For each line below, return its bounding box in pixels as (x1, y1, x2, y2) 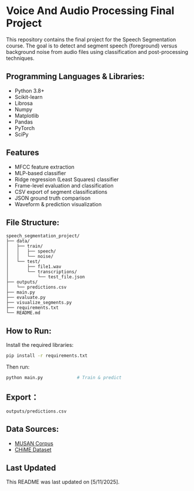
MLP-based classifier (14, 169, 66, 176)
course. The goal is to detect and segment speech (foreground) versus (6, 42, 178, 49)
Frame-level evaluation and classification (14, 182, 114, 189)
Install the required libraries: (6, 342, 74, 349)
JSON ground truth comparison (14, 195, 91, 202)
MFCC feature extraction (14, 163, 75, 171)
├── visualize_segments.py (6, 300, 72, 306)
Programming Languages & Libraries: (6, 71, 145, 81)
